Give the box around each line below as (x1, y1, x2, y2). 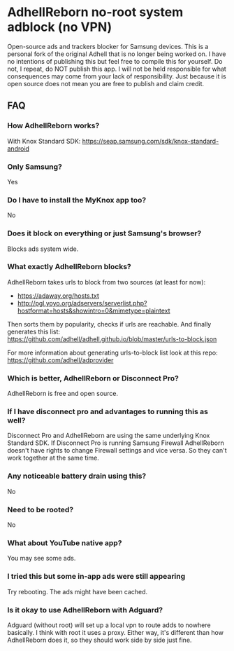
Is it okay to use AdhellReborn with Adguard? (7, 605, 163, 615)
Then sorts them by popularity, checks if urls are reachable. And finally (7, 320, 212, 328)
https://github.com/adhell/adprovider (7, 355, 114, 364)
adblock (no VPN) (7, 19, 112, 35)
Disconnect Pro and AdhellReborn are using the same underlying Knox (7, 432, 210, 440)
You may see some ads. (7, 554, 76, 563)
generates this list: (7, 327, 61, 336)
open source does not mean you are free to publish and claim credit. (7, 79, 205, 88)
